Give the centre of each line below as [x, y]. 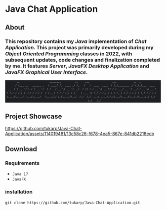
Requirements [22, 163]
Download [21, 149]
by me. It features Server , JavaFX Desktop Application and [77, 66]
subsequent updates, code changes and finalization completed [83, 60]
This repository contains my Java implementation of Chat [76, 41]
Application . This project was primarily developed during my [80, 47]
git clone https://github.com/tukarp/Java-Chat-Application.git [73, 203]
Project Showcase [34, 117]
